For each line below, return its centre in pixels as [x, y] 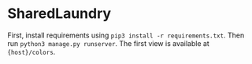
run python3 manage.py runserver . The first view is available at [108, 43]
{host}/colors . [31, 52]
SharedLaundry [59, 14]
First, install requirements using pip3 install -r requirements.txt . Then [126, 35]
